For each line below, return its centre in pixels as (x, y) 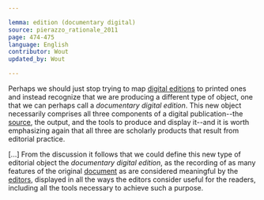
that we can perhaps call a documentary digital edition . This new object (125, 105)
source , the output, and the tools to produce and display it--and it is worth (129, 122)
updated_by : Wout (37, 59)
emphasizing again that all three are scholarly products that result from (124, 130)
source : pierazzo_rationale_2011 (63, 30)
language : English (38, 44)
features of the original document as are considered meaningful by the (123, 171)
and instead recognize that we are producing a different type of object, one (130, 97)
